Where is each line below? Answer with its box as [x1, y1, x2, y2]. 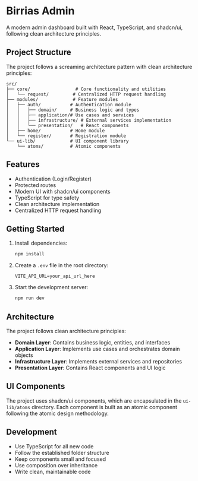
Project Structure [6, 48, 71, 58]
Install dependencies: [14, 239, 68, 247]
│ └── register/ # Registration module [6, 132, 127, 139]
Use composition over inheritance [14, 461, 98, 469]
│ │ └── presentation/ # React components [6, 122, 129, 128]
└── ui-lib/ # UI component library [6, 138, 129, 144]
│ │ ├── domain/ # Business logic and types [6, 107, 140, 113]
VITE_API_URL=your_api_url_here [14, 273, 95, 280]
